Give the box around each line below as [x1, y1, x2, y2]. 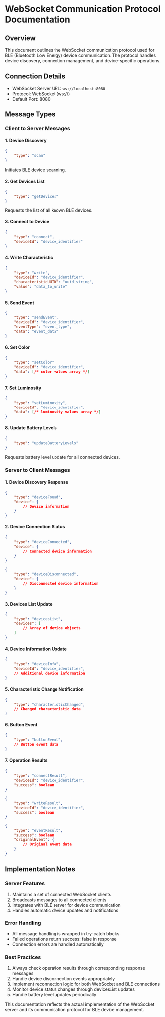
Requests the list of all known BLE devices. [5, 207, 93, 213]
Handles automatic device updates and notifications [12, 907, 119, 913]
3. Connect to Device [5, 219, 50, 225]
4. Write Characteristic [5, 255, 53, 261]
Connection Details [5, 72, 66, 81]
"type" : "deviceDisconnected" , [14, 572, 79, 577]
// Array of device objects [23, 626, 81, 631]
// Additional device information [14, 671, 85, 676]
